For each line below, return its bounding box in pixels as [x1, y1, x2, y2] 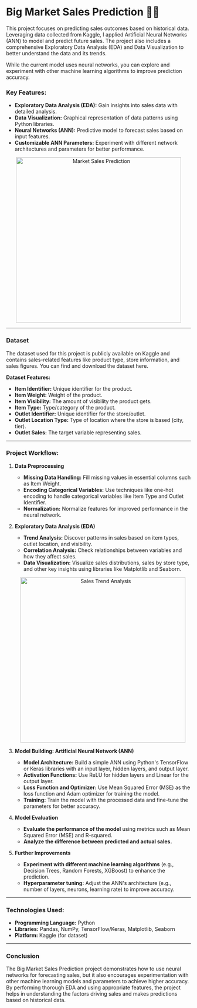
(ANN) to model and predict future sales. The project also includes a [6, 37, 171, 44]
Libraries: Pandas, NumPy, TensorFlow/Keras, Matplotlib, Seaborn [14, 926, 176, 933]
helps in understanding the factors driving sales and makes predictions [6, 990, 178, 997]
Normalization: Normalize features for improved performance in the [23, 505, 188, 512]
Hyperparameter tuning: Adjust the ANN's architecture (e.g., [23, 879, 172, 886]
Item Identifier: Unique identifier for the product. [14, 385, 133, 392]
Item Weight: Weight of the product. [14, 391, 103, 398]
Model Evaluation [14, 814, 59, 821]
